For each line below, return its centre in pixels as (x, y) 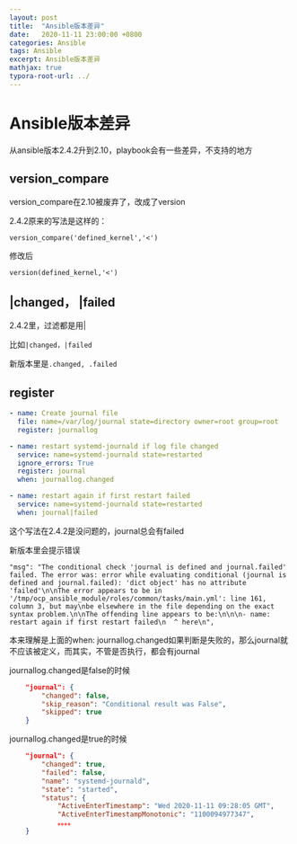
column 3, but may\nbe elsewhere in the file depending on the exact (142, 606)
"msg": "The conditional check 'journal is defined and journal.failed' (148, 567)
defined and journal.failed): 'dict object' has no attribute (128, 582)
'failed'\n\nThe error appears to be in (86, 591)
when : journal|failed (58, 512)
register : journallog (58, 430)
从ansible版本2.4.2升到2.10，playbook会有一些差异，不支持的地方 (131, 150)
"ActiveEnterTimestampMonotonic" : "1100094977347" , (156, 814)
